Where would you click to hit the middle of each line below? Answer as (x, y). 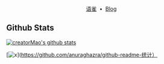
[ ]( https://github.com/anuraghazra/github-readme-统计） (82, 54)
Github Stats (30, 28)
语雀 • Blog (101, 9)
